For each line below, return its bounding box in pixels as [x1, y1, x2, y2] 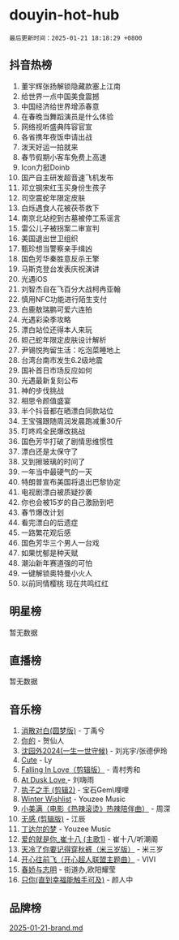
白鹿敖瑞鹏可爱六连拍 [20, 304, 92, 314]
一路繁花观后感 [20, 528, 71, 537]
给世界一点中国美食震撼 [20, 91, 100, 101]
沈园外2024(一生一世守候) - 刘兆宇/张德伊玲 [20, 746, 168, 756]
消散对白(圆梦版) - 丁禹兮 [20, 726, 105, 735]
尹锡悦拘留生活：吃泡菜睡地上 [20, 345, 121, 355]
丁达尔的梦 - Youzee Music [20, 824, 112, 834]
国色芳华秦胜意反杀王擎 [20, 253, 100, 263]
